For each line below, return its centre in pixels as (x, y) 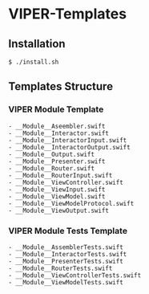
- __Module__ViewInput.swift (57, 190)
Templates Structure (61, 86)
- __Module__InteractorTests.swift (68, 254)
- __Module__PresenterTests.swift (66, 261)
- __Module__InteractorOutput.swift (69, 147)
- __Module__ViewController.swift (66, 182)
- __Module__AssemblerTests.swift (66, 247)
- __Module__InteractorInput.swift (68, 140)
